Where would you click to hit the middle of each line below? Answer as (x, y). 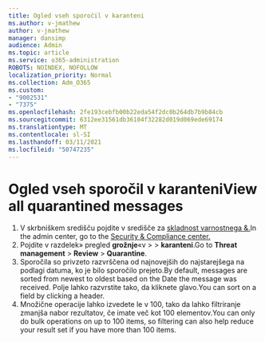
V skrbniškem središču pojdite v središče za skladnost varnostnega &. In (138, 228)
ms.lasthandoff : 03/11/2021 (55, 142)
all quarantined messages (96, 206)
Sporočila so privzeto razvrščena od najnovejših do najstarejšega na (132, 262)
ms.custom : (26, 90)
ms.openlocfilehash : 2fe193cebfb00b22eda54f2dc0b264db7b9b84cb (116, 113)
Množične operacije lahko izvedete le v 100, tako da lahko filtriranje (130, 304)
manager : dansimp (37, 38)
